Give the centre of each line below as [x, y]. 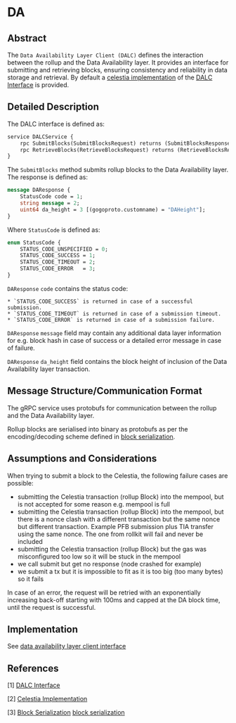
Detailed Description [53, 107]
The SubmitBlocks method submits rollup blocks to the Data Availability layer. [118, 170]
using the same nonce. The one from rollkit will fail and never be [110, 534]
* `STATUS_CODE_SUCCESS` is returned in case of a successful [100, 301]
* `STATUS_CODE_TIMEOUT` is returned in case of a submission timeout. [114, 313]
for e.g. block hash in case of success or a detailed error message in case [114, 340]
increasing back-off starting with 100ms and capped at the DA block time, [114, 600]
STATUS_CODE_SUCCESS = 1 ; [58, 256]
